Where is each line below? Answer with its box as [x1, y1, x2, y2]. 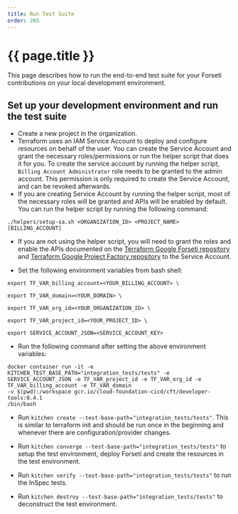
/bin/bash [7, 401, 37, 408]
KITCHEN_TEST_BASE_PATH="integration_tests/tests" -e [7, 370, 171, 377]
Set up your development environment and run [7, 99, 219, 111]
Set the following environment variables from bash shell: [17, 266, 183, 274]
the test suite [7, 110, 67, 122]
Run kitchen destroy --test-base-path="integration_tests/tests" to [17, 492, 224, 501]
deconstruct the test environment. [17, 500, 118, 508]
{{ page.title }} [7, 48, 95, 64]
